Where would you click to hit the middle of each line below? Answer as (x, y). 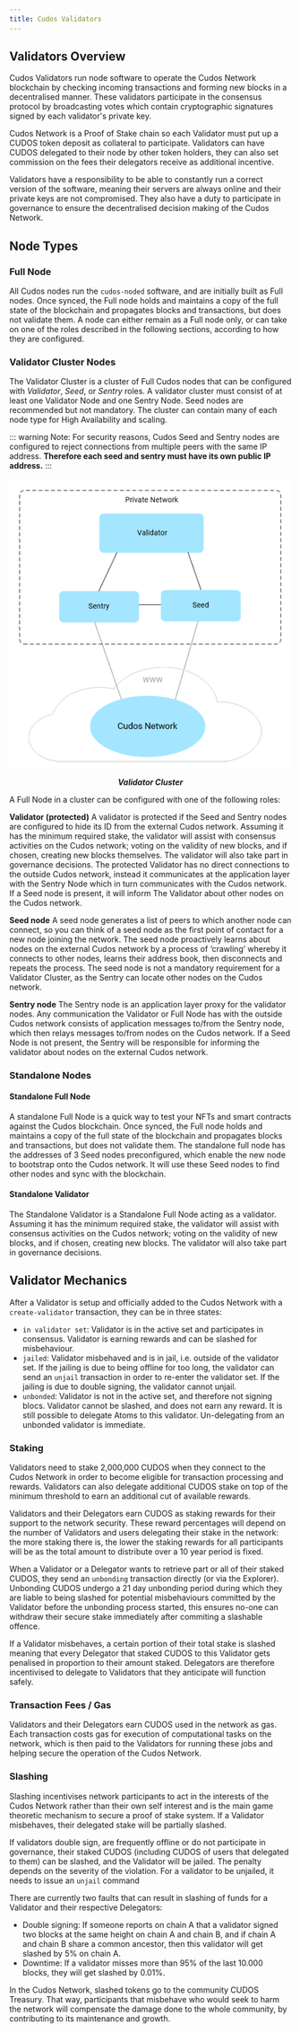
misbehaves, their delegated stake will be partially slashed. (118, 1825)
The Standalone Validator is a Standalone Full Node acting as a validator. (143, 1214)
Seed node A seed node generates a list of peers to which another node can (150, 920)
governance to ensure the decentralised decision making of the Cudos (139, 208)
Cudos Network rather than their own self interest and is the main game (141, 1806)
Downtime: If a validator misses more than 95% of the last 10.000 (143, 1963)
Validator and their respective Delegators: (86, 1907)
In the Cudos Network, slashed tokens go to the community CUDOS (134, 1990)
